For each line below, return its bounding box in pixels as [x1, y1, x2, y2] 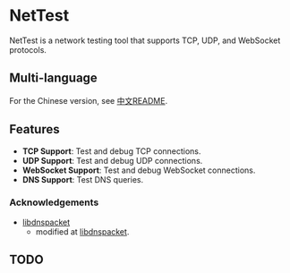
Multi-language [9, 71, 98, 86]
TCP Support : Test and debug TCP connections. [21, 145, 201, 157]
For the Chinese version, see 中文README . [9, 95, 168, 106]
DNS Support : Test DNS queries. [21, 174, 144, 184]
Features [9, 122, 60, 137]
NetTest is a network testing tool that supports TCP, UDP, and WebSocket [9, 35, 281, 46]
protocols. [9, 44, 47, 55]
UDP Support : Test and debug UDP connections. [21, 155, 203, 166]
